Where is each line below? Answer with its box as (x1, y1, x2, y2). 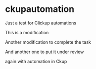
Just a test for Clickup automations (5, 20, 77, 26)
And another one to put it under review (5, 49, 84, 55)
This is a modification (5, 29, 49, 35)
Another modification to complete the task (5, 39, 91, 45)
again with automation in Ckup (5, 58, 67, 64)
